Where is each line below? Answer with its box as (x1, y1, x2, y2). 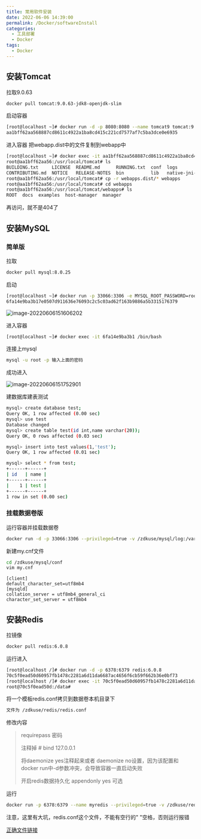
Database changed (6, 422, 50, 428)
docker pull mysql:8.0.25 (6, 269, 71, 275)
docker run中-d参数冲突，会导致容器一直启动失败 (20, 765, 143, 772)
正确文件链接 (6, 826, 38, 834)
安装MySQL (6, 223, 50, 233)
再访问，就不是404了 (6, 204, 59, 211)
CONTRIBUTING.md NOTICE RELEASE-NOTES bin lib (6, 170, 160, 176)
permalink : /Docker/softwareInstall (6, 20, 98, 26)
